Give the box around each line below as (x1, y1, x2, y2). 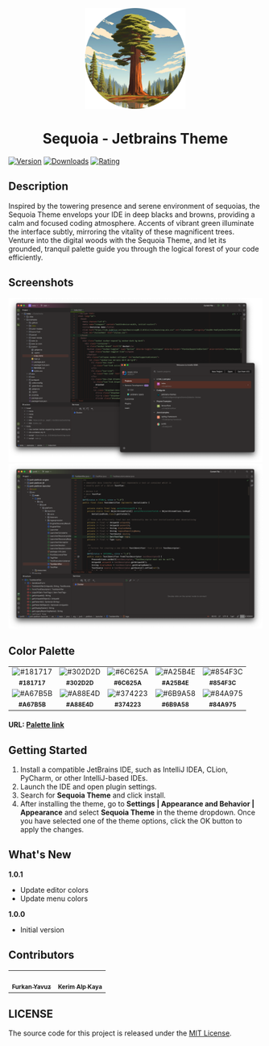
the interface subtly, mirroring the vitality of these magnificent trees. (8, 227, 235, 236)
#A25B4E (161, 679, 189, 687)
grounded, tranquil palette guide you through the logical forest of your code (8, 244, 259, 253)
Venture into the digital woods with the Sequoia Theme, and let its (8, 235, 227, 245)
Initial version (19, 924, 64, 935)
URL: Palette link (8, 720, 64, 730)
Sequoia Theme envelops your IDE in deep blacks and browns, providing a (8, 210, 255, 219)
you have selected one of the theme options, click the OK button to (19, 816, 243, 826)
